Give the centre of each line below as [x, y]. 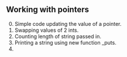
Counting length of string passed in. [58, 36]
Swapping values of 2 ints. [47, 30]
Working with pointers [48, 10]
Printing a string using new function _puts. [66, 42]
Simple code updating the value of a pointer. [68, 24]
